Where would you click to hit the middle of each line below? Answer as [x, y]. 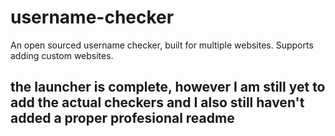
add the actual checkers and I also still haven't [157, 102]
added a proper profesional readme [122, 118]
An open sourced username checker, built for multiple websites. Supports [162, 45]
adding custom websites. [62, 55]
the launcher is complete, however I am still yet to [168, 87]
